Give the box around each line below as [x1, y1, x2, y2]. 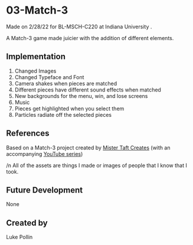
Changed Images [14, 67, 57, 74]
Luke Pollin [6, 234, 33, 241]
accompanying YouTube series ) [6, 150, 83, 157]
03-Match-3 [6, 4, 68, 17]
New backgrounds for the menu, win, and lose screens [14, 92, 148, 99]
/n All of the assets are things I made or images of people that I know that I [6, 162, 187, 169]
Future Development [6, 185, 83, 195]
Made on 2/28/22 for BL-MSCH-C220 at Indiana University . [6, 23, 152, 30]
